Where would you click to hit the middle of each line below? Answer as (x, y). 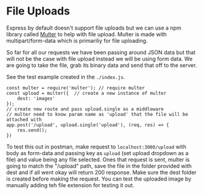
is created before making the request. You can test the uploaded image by (99, 179)
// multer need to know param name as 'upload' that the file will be (97, 114)
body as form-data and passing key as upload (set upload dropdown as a (98, 153)
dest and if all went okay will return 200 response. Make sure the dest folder (101, 172)
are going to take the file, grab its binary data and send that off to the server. (101, 65)
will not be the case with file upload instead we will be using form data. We (99, 59)
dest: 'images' (36, 98)
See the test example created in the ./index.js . (66, 77)
